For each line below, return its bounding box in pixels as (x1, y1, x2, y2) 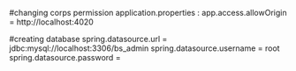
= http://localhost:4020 (9, 17, 95, 27)
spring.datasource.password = (9, 53, 121, 62)
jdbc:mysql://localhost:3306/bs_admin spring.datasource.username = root (9, 43, 280, 53)
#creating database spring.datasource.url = (9, 34, 168, 44)
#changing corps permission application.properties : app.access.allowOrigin (9, 8, 287, 18)
